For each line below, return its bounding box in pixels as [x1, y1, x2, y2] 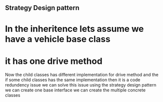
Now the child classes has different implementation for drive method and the [5, 72, 159, 77]
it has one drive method [5, 56, 103, 67]
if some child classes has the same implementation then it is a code [5, 77, 141, 83]
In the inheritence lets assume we [5, 23, 144, 34]
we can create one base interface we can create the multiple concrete [5, 87, 146, 93]
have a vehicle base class [5, 33, 110, 44]
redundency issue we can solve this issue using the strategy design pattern [5, 82, 157, 87]
